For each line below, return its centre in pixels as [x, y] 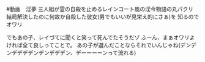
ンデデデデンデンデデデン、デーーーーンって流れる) [71, 53]
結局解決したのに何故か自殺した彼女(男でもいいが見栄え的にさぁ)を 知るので [103, 17]
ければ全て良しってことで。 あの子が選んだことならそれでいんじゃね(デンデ [102, 45]
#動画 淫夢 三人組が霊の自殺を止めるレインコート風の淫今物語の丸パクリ [100, 9]
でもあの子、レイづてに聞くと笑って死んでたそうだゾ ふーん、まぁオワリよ [101, 37]
